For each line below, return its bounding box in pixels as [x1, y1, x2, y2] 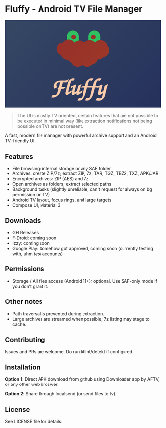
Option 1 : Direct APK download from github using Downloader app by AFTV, [5, 376, 160, 382]
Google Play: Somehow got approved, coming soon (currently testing [12, 246, 153, 252]
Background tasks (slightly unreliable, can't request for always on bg [12, 186, 152, 192]
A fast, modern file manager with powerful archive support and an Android [5, 132, 157, 139]
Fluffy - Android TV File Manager [5, 3, 143, 15]
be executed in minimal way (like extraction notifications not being [17, 118, 152, 124]
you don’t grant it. [12, 283, 48, 289]
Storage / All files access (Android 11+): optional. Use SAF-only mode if [12, 278, 157, 284]
